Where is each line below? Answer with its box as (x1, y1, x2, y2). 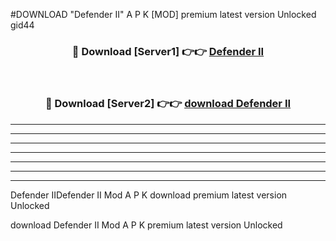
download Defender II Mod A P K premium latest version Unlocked (10, 219, 283, 231)
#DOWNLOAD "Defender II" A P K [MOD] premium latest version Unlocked (10, 9, 317, 20)
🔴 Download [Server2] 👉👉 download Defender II (44, 97, 292, 111)
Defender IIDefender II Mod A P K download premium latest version (10, 189, 288, 201)
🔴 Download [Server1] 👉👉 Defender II (71, 44, 265, 58)
